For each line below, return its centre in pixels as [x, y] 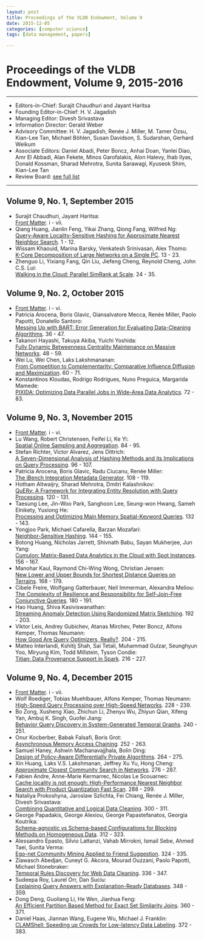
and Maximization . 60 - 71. [48, 372]
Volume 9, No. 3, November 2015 [70, 418]
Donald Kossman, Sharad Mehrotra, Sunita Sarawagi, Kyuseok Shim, [100, 164]
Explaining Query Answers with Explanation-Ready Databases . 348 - [101, 886]
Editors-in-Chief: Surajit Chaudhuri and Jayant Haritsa [83, 106]
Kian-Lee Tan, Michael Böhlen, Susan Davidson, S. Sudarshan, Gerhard [104, 138]
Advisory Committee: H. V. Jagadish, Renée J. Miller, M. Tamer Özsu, [101, 131]
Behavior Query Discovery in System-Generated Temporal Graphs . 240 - [106, 725]
